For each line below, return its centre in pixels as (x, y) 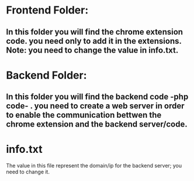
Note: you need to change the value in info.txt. (92, 50)
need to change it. (28, 172)
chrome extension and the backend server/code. (97, 124)
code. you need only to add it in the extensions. (94, 41)
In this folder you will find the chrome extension (94, 32)
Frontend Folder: (47, 10)
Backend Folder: (46, 75)
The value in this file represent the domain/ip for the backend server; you (94, 166)
